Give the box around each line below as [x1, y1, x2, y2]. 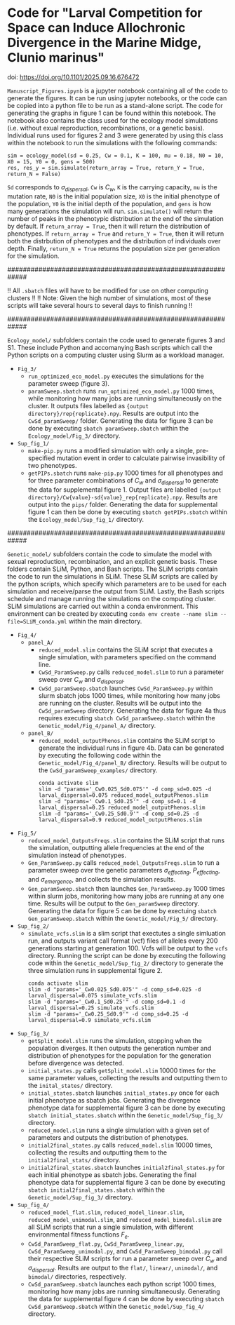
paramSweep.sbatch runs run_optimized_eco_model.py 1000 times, [27, 386, 215, 395]
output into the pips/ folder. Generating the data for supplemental [27, 500, 218, 509]
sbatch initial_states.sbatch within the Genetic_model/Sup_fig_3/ [27, 1110, 224, 1119]
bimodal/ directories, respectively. [27, 1272, 126, 1281]
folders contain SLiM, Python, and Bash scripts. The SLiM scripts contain [7, 565, 218, 573]
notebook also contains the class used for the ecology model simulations [7, 116, 219, 124]
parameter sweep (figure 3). [27, 379, 110, 387]
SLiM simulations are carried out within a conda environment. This [7, 602, 199, 610]
